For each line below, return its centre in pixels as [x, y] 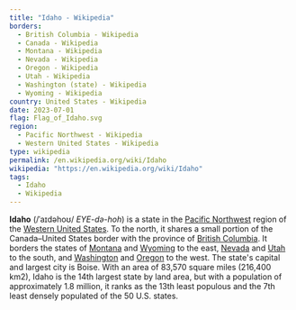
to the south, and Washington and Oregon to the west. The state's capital [145, 257]
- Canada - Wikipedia [58, 43]
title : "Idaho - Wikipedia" [62, 18]
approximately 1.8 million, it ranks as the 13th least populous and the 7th [143, 286]
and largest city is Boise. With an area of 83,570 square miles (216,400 [140, 267]
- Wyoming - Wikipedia [60, 93]
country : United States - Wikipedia [78, 101]
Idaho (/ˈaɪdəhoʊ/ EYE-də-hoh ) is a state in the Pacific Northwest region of [148, 219]
